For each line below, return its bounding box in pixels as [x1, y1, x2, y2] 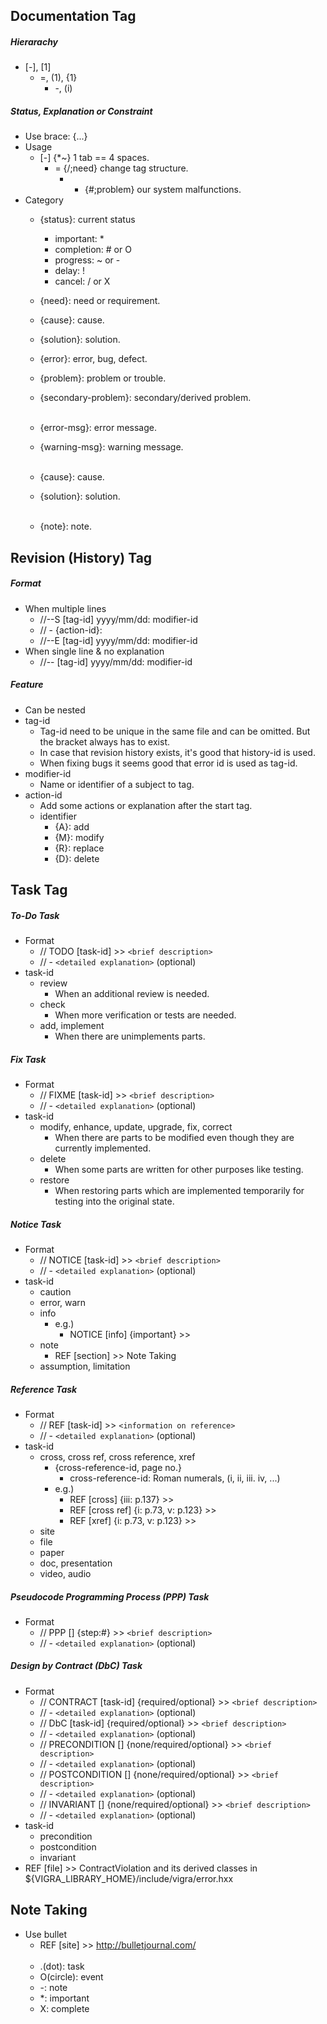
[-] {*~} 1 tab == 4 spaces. [39, 152, 150, 164]
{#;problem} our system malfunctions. [84, 184, 242, 196]
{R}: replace [54, 842, 105, 854]
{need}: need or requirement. [39, 295, 161, 307]
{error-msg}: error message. [39, 422, 157, 434]
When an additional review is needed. [54, 988, 210, 1000]
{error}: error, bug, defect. [39, 353, 148, 365]
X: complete [39, 2002, 90, 2014]
